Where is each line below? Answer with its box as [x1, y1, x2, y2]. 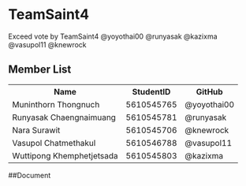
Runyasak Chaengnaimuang [12, 112, 117, 123]
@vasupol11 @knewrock [8, 39, 87, 49]
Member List [8, 63, 72, 76]
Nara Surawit [12, 125, 61, 136]
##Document [8, 170, 51, 180]
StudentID [132, 86, 171, 97]
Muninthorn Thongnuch [12, 99, 100, 110]
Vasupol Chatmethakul [12, 137, 96, 148]
